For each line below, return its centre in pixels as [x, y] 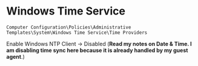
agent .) [16, 56]
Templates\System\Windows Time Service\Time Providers [77, 32]
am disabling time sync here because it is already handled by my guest [97, 50]
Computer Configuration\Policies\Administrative [69, 27]
